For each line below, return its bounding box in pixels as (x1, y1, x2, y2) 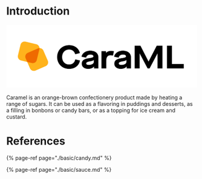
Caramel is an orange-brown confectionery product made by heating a (6, 94, 183, 101)
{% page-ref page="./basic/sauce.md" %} (6, 166, 112, 173)
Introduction (6, 4, 70, 18)
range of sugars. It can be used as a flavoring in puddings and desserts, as (6, 100, 193, 107)
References (6, 134, 65, 148)
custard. (6, 113, 27, 120)
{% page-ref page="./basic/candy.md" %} (6, 154, 112, 161)
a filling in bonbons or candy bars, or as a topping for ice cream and (6, 106, 175, 114)
